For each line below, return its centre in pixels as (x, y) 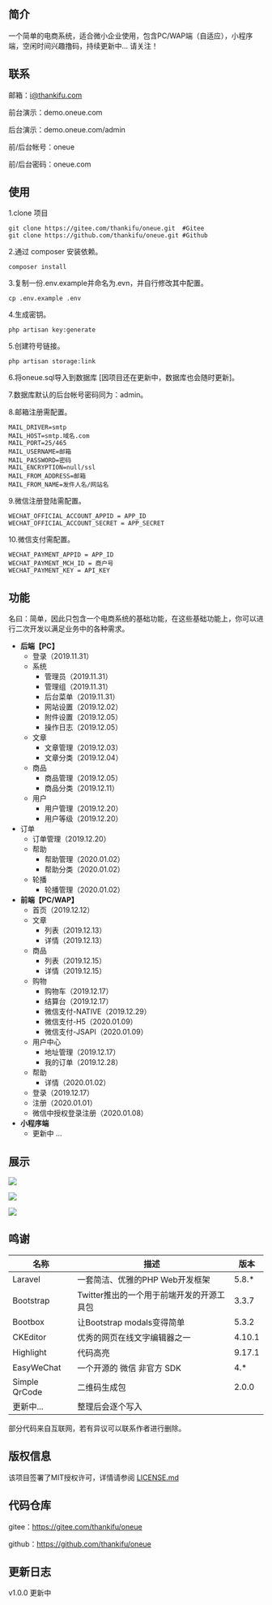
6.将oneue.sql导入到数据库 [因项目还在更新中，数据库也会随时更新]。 (124, 378)
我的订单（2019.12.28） (83, 1062)
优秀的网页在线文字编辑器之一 (134, 1337)
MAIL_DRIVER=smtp (38, 428)
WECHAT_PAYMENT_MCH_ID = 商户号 (61, 564)
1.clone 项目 (28, 213)
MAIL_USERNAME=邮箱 (40, 452)
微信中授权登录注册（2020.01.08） (90, 1113)
